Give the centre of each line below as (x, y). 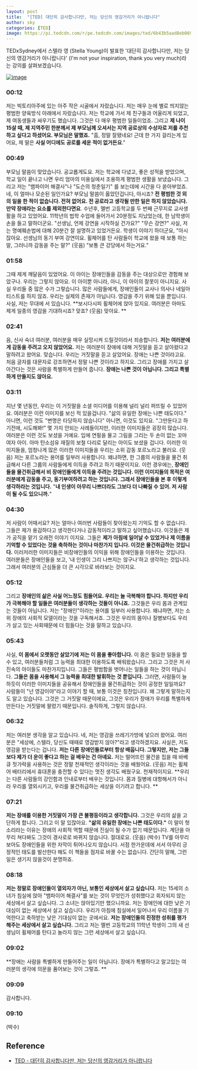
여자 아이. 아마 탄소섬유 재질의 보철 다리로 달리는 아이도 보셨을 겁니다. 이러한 (94, 442)
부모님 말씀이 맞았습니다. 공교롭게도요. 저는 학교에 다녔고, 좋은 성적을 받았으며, (96, 171)
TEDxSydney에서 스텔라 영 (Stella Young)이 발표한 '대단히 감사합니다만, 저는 (95, 51)
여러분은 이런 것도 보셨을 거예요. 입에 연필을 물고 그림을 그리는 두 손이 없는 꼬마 (97, 435)
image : (14, 33)
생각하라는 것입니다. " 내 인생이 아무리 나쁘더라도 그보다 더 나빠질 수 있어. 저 (91, 486)
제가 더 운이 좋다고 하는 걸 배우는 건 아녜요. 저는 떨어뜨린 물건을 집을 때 (97, 757)
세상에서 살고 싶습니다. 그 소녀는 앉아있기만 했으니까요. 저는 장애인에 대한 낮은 (95, 903)
